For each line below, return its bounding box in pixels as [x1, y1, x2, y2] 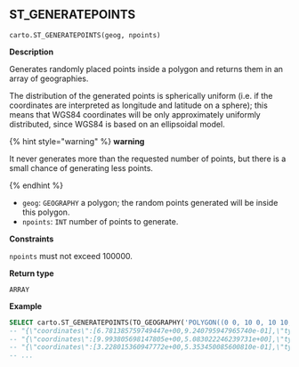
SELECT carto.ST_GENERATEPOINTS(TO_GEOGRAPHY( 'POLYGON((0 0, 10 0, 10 [9, 318, 277, 327]
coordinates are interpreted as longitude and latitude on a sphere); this [9, 100, 269, 110]
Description [9, 46, 54, 57]
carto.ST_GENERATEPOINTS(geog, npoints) [9, 30, 162, 39]
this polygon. [21, 207, 70, 217]
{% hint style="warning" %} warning [9, 135, 145, 146]
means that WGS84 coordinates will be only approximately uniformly [9, 109, 261, 119]
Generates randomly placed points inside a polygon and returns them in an [9, 63, 283, 74]
